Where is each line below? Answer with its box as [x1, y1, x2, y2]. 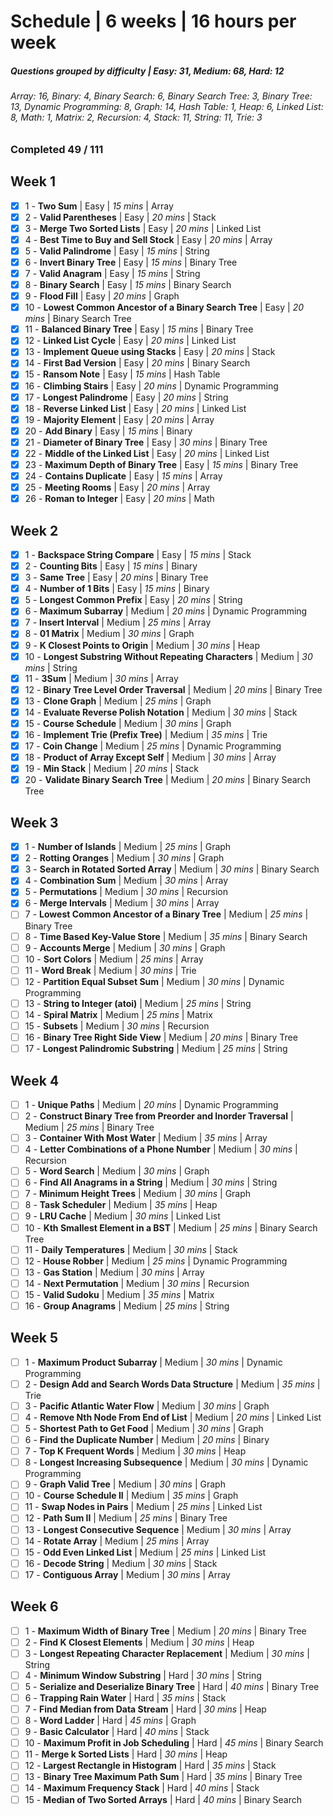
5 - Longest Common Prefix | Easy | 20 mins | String [24, 594, 243, 606]
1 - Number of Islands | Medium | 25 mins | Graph [24, 841, 232, 853]
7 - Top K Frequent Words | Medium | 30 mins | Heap [24, 1445, 247, 1457]
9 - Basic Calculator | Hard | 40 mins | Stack [24, 1726, 210, 1738]
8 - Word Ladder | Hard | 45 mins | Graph [24, 1715, 197, 1727]
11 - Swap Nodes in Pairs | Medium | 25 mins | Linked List [24, 1501, 263, 1513]
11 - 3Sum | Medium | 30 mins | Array [24, 672, 179, 684]
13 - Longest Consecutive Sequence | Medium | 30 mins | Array [24, 1523, 292, 1535]
